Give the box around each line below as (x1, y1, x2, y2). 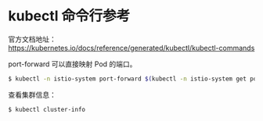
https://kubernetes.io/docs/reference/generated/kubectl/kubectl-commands (8, 43, 255, 52)
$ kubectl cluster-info (8, 105, 86, 113)
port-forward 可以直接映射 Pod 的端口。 (8, 59, 137, 69)
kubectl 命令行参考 (8, 7, 131, 25)
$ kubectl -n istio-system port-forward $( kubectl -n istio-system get (8, 75, 247, 83)
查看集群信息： (8, 90, 56, 99)
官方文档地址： (8, 34, 56, 44)
